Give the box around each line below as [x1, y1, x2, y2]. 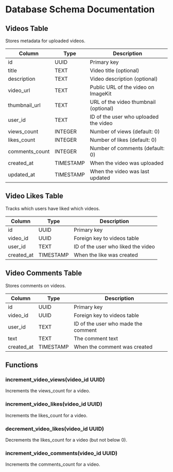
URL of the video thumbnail [90, 99, 156, 105]
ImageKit [90, 90, 112, 97]
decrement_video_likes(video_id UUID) [5, 425, 105, 432]
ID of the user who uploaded [90, 113, 159, 120]
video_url [8, 87, 30, 94]
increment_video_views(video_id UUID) [5, 376, 105, 383]
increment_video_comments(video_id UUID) [5, 449, 117, 457]
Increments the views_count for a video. [5, 388, 91, 394]
